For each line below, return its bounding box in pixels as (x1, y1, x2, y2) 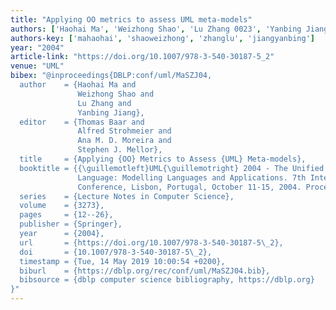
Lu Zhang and (77, 98, 132, 108)
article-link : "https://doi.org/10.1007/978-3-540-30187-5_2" (10, 52, 275, 62)
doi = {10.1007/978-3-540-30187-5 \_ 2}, (19, 247, 213, 257)
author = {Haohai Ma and (19, 80, 137, 90)
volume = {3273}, (19, 201, 105, 211)
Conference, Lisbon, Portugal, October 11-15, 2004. (77, 182, 302, 192)
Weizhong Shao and (77, 89, 155, 99)
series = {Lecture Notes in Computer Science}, (19, 191, 235, 201)
